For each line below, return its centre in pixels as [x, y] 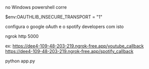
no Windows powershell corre [36, 7]
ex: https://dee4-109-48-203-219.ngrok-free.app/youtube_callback [74, 46]
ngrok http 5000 [22, 36]
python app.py [20, 61]
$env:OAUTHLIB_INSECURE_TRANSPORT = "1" [54, 17]
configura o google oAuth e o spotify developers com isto [64, 26]
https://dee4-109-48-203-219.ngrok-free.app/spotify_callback [69, 51]
